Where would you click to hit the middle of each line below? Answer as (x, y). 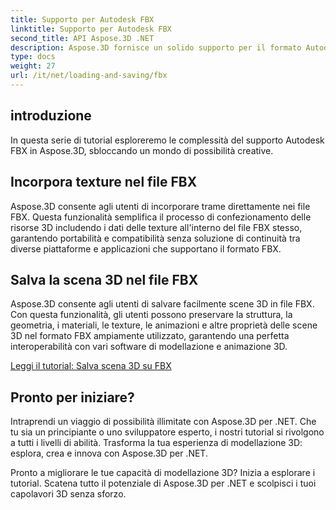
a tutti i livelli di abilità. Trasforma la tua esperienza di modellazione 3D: (156, 443)
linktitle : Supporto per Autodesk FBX (91, 29)
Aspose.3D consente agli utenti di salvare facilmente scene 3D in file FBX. (162, 304)
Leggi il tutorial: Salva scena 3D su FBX (91, 366)
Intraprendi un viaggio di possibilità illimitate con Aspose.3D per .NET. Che (163, 422)
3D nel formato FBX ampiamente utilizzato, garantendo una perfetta (150, 336)
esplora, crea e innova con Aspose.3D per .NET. (109, 453)
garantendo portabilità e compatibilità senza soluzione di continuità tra (155, 238)
